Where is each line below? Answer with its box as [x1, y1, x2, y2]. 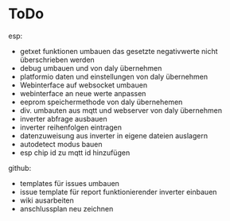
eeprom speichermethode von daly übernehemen [19, 97, 183, 107]
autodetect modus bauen [19, 139, 103, 149]
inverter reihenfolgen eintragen [19, 122, 122, 132]
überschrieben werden [19, 55, 96, 64]
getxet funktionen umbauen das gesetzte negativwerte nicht [19, 46, 218, 56]
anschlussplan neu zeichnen [19, 204, 114, 213]
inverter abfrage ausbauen [19, 114, 107, 123]
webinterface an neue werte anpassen [19, 88, 146, 98]
